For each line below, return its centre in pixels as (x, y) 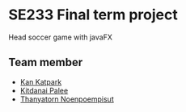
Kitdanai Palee (44, 90)
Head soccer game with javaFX (61, 37)
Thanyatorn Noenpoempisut (67, 99)
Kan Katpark (41, 81)
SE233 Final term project (93, 15)
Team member (46, 62)
